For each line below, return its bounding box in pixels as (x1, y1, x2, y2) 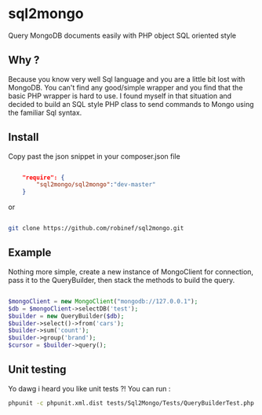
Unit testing (8, 363, 67, 376)
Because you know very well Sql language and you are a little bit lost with (8, 74, 246, 83)
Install (8, 130, 39, 144)
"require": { (22, 174, 65, 182)
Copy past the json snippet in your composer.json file (8, 151, 180, 161)
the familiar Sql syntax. (8, 108, 82, 117)
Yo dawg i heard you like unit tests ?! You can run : (8, 384, 171, 393)
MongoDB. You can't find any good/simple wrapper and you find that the (8, 83, 243, 92)
